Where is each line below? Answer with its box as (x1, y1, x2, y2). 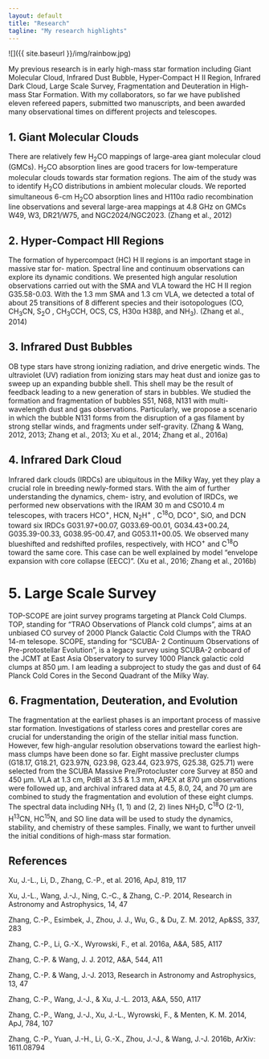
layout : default (8, 11, 63, 20)
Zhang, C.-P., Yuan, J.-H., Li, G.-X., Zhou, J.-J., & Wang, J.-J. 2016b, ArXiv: (8, 1034, 256, 1044)
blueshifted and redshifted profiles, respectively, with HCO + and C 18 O (8, 538, 238, 548)
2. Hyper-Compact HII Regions (8, 234, 165, 248)
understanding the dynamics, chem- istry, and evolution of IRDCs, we (8, 491, 238, 501)
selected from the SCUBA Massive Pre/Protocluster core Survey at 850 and (8, 766, 259, 776)
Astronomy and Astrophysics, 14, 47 (8, 900, 128, 909)
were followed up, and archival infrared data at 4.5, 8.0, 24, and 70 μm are (8, 783, 253, 793)
